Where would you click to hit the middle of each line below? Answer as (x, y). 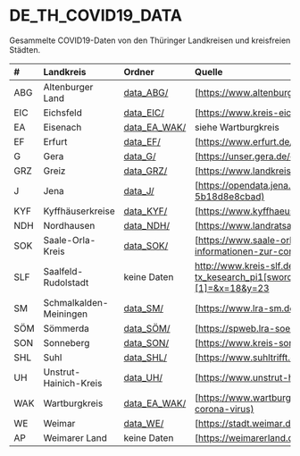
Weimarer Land (75, 437)
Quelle (209, 72)
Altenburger (68, 87)
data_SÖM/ (147, 328)
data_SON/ (146, 342)
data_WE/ (144, 423)
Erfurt (55, 141)
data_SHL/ (146, 357)
